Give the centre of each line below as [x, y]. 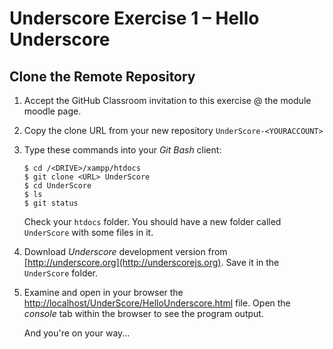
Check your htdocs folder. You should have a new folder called [152, 221]
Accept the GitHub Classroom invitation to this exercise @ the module [167, 100]
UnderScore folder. [61, 273]
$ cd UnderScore [57, 186]
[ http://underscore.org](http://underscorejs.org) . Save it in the [151, 262]
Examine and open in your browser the [103, 292]
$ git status [51, 203]
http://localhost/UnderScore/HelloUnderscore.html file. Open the [157, 303]
